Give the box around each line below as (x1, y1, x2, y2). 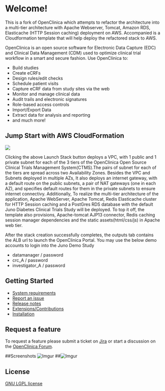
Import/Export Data (12, 107, 52, 113)
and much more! (12, 117, 46, 123)
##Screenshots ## (5, 353, 61, 359)
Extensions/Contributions (12, 305, 64, 311)
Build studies (12, 65, 39, 71)
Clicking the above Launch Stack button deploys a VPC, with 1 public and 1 (5, 154, 157, 160)
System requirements (12, 290, 56, 296)
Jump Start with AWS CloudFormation (5, 131, 125, 140)
